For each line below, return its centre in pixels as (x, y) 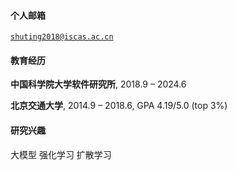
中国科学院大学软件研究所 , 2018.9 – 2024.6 (98, 84)
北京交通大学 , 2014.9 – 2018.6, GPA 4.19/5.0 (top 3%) (119, 106)
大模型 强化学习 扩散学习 (61, 154)
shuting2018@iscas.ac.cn (62, 37)
